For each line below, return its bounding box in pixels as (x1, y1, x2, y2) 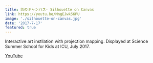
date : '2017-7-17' (5, 20, 43, 26)
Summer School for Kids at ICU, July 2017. (5, 44, 90, 49)
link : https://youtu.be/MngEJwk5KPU (5, 12, 80, 16)
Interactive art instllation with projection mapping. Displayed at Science (5, 38, 148, 44)
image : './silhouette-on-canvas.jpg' (5, 16, 82, 21)
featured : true (5, 25, 36, 30)
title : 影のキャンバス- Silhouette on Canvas (5, 7, 94, 12)
